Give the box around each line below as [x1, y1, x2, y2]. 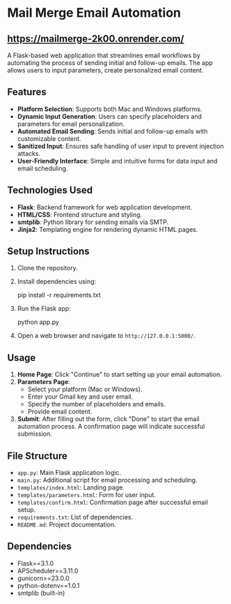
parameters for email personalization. [17, 119, 125, 128]
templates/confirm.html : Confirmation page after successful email [17, 498, 209, 507]
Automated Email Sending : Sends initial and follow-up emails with [17, 127, 208, 135]
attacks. [17, 149, 40, 158]
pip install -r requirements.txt [17, 291, 101, 300]
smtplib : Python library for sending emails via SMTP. [17, 218, 169, 226]
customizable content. [17, 134, 81, 142]
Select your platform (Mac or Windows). [27, 385, 143, 394]
